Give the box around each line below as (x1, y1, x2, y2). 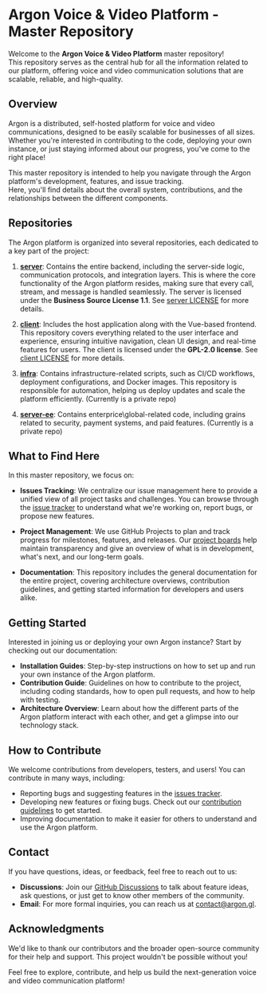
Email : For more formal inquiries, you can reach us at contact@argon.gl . (19, 899, 257, 909)
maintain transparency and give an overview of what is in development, (19, 544, 254, 553)
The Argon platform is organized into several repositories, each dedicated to (8, 237, 259, 247)
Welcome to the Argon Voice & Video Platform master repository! (8, 49, 225, 58)
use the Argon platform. (19, 822, 98, 832)
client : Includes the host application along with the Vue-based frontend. (19, 319, 257, 328)
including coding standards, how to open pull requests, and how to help (19, 687, 256, 697)
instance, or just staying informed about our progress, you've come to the (8, 143, 250, 153)
